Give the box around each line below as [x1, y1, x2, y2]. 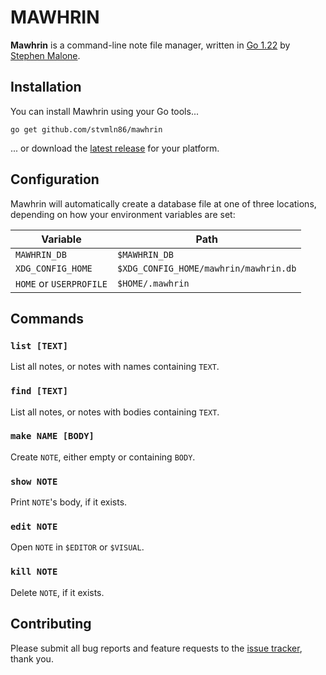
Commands [10, 310, 85, 327]
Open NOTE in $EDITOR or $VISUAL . [10, 541, 145, 553]
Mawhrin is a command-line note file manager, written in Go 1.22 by [10, 39, 291, 51]
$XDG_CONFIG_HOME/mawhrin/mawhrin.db [117, 262, 297, 274]
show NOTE [10, 476, 58, 487]
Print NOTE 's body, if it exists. [10, 496, 128, 508]
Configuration [10, 171, 100, 188]
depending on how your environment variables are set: [10, 208, 236, 220]
